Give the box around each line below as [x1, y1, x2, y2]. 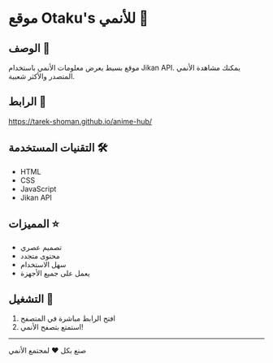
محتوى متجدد [19, 251, 61, 261]
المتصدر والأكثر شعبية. [8, 71, 76, 81]
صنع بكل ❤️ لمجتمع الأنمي [8, 346, 87, 356]
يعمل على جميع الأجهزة [19, 269, 91, 279]
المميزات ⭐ [8, 217, 59, 231]
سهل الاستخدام [19, 260, 67, 270]
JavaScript [19, 184, 57, 193]
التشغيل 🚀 [8, 292, 54, 305]
